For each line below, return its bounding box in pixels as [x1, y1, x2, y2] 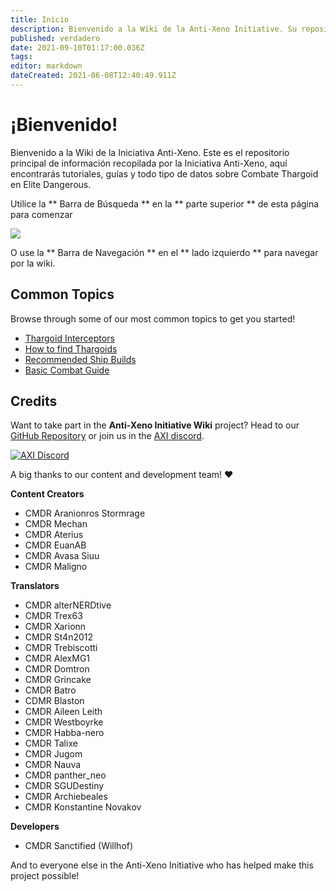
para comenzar [10, 208, 73, 220]
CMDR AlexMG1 [24, 652, 91, 665]
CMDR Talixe [24, 737, 78, 750]
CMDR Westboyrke [24, 716, 104, 728]
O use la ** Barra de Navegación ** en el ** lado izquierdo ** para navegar [10, 246, 319, 258]
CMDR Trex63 [24, 610, 83, 622]
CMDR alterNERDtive [24, 599, 112, 611]
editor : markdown [10, 61, 83, 71]
